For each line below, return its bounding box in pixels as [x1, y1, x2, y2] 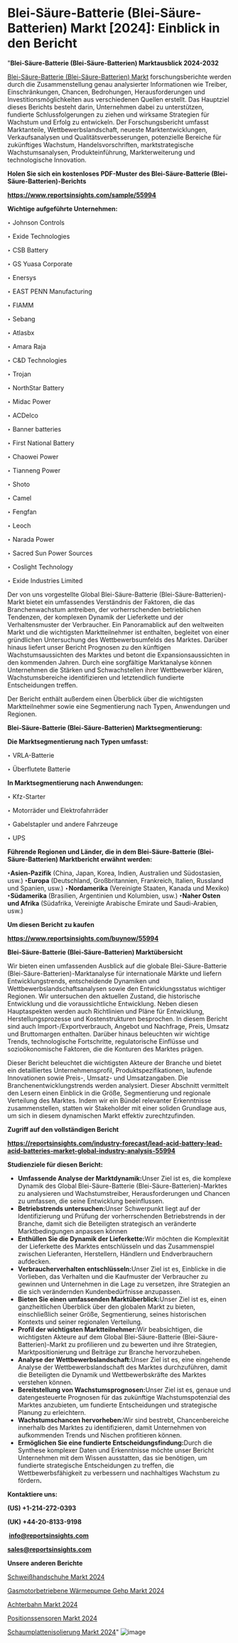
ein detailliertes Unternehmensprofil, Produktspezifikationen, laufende [7, 1066, 212, 1074]
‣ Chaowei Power [7, 452, 59, 461]
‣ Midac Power [7, 397, 51, 406]
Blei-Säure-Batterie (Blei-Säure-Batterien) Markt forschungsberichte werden [7, 73, 232, 81]
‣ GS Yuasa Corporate [7, 259, 73, 268]
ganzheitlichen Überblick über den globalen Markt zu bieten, [17, 1302, 195, 1311]
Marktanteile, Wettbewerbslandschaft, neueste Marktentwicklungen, [7, 125, 208, 134]
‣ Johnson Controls [7, 218, 65, 227]
